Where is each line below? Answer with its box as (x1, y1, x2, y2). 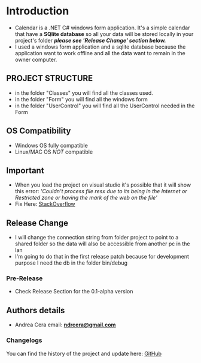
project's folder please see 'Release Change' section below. (14, 37, 166, 44)
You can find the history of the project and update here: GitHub (6, 350, 162, 357)
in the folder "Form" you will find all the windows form (14, 95, 148, 103)
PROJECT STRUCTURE (6, 73, 93, 83)
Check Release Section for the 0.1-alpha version (14, 288, 133, 295)
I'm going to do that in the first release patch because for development (14, 253, 190, 260)
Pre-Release (6, 274, 43, 283)
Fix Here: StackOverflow (14, 200, 76, 208)
